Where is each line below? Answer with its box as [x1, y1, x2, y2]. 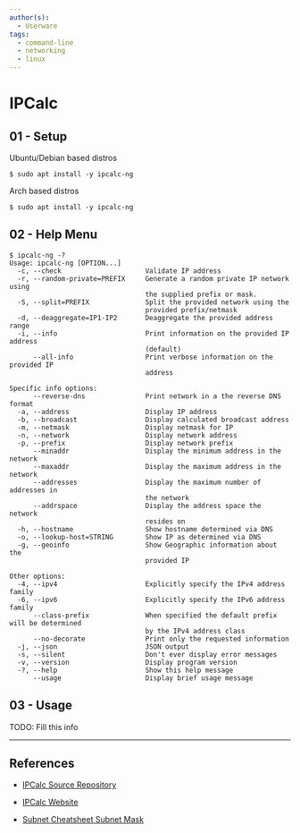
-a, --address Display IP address [17, 407, 218, 416]
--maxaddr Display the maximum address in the [32, 462, 281, 471]
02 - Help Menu [9, 227, 98, 242]
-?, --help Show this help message [17, 666, 234, 675]
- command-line [17, 38, 74, 47]
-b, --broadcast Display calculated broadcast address [17, 415, 290, 424]
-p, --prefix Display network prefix [17, 438, 234, 447]
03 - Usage [9, 698, 73, 713]
